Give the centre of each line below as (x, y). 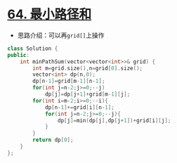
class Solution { (33, 48)
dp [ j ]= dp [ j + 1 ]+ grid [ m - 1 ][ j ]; (87, 94)
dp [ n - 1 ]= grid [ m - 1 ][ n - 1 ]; (69, 81)
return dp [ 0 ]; (53, 140)
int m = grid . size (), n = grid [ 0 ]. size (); (87, 68)
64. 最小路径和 (50, 14)
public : (19, 55)
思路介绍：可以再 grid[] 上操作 (61, 35)
